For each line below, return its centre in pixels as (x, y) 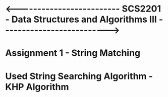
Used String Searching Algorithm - (79, 76)
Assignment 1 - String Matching (73, 53)
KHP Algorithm (37, 87)
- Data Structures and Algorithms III (81, 19)
